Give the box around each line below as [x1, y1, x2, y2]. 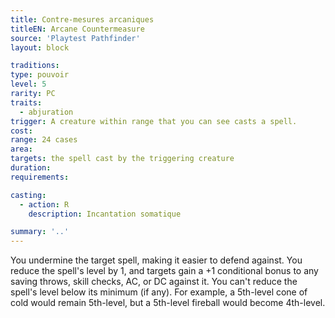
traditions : [10, 61, 60, 71]
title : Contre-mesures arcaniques [10, 14, 155, 25]
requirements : [10, 172, 70, 182]
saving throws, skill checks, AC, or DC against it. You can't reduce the [10, 276, 298, 288]
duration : [10, 163, 52, 173]
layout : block [10, 42, 70, 53]
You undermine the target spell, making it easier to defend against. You [10, 254, 303, 266]
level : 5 [10, 79, 47, 90]
